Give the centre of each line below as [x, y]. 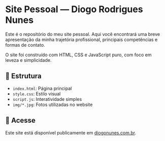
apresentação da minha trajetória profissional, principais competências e [81, 40]
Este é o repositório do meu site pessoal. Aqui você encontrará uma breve [83, 34]
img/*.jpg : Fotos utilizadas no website [53, 104]
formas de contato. [25, 45]
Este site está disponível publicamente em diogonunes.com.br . [71, 132]
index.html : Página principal [42, 88]
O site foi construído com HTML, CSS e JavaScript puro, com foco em [78, 55]
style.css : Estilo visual [37, 94]
